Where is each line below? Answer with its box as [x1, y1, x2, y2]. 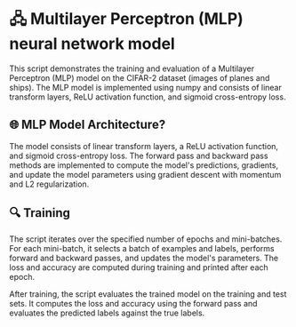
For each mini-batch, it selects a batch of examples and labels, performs [9, 243, 276, 253]
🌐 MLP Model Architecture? [9, 117, 166, 132]
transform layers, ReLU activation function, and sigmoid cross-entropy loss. [9, 92, 286, 102]
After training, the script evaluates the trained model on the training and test [9, 288, 287, 299]
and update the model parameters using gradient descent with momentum [9, 169, 282, 179]
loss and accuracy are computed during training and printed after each [9, 261, 268, 273]
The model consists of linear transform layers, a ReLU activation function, [9, 140, 278, 151]
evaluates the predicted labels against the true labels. [9, 307, 205, 318]
